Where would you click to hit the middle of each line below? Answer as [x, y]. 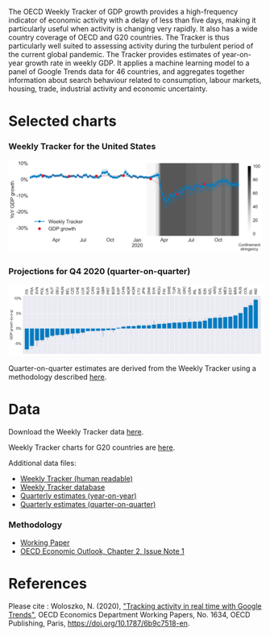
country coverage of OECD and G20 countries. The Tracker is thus [119, 37]
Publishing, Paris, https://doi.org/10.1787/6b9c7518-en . [99, 623]
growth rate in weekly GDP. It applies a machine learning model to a [137, 63]
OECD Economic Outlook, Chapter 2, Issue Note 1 [102, 551]
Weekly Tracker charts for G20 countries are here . [92, 447]
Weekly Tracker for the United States [82, 147]
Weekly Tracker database [62, 487]
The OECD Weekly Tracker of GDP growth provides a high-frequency [123, 12]
